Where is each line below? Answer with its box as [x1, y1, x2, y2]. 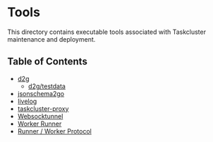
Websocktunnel [17, 112, 63, 120]
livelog [17, 97, 37, 105]
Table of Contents [7, 56, 88, 68]
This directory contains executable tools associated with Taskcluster [7, 28, 207, 36]
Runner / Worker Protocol [17, 126, 92, 135]
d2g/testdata [28, 82, 66, 90]
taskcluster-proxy [17, 104, 69, 113]
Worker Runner [17, 119, 62, 128]
